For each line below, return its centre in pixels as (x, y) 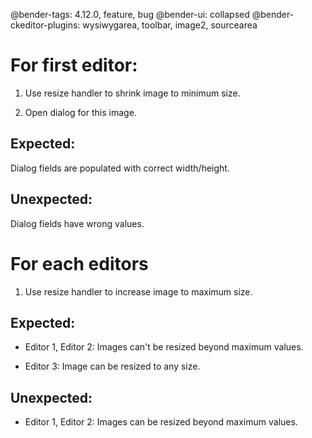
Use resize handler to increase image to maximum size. (138, 291)
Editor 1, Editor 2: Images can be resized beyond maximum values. (161, 422)
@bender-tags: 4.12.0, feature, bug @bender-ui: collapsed (130, 14)
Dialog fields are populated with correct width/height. (120, 168)
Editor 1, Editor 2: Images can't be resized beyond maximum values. (164, 347)
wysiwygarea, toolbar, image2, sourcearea (170, 25)
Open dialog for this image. (80, 112)
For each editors (79, 263)
